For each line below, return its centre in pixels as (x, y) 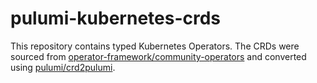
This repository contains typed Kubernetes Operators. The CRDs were (155, 46)
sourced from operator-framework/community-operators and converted (158, 56)
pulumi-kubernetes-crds (116, 18)
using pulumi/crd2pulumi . (63, 67)
